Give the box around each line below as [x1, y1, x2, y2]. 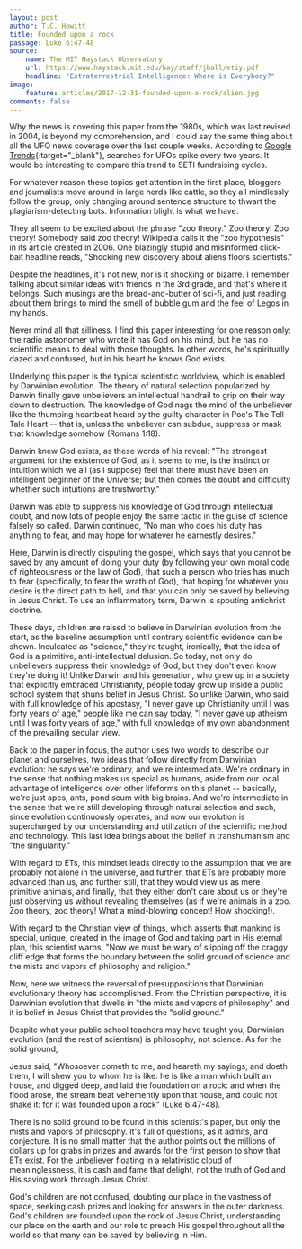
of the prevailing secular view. [9, 727, 120, 738]
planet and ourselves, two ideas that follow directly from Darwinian [9, 754, 257, 765]
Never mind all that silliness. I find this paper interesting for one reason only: [9, 325, 291, 335]
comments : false [9, 96, 70, 106]
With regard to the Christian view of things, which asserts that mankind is [9, 923, 280, 933]
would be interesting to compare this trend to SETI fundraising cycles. [9, 159, 268, 171]
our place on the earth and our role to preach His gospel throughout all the [9, 1220, 285, 1231]
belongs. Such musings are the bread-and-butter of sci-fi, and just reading [9, 289, 287, 299]
